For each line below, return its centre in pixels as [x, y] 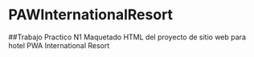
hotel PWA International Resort [59, 45]
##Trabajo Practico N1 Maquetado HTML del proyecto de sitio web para [127, 37]
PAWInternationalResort [91, 15]
